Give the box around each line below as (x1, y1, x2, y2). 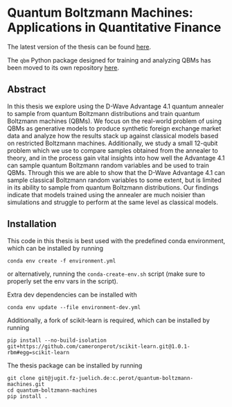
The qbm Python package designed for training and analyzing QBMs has (7, 56, 211, 64)
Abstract (7, 83, 46, 95)
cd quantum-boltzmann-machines (7, 387, 98, 394)
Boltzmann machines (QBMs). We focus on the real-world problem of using (7, 117, 222, 125)
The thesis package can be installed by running (7, 361, 143, 369)
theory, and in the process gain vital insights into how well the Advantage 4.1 (7, 153, 225, 162)
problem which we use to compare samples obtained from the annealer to (7, 146, 218, 154)
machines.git (7, 381, 45, 388)
